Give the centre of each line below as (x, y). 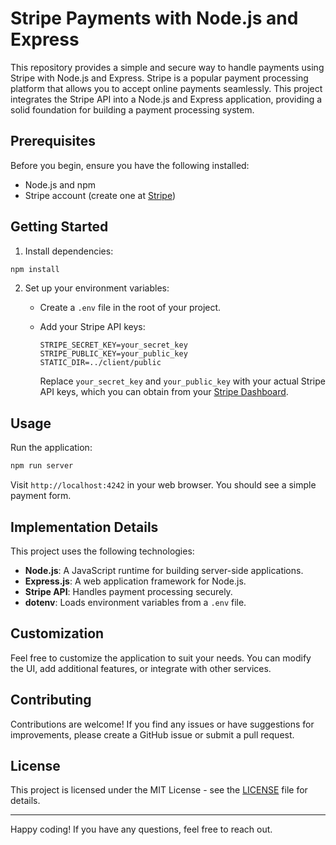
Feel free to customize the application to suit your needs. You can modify (161, 658)
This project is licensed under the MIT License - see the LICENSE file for (159, 790)
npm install (35, 269)
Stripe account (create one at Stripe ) (100, 195)
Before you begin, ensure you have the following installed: (130, 165)
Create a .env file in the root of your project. (130, 308)
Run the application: (51, 448)
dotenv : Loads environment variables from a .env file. (135, 602)
